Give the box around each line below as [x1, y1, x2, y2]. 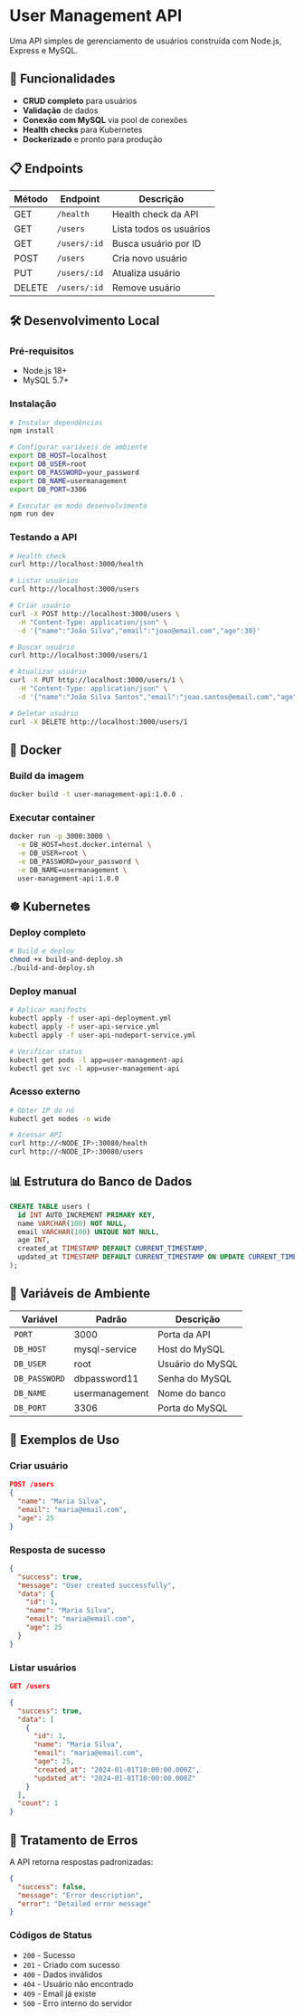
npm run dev [9, 509, 54, 518]
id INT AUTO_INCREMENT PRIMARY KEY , [17, 1210, 156, 1220]
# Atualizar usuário [9, 667, 88, 677]
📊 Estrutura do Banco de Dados [9, 1174, 193, 1189]
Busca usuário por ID [111, 237, 202, 250]
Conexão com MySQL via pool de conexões [22, 114, 188, 125]
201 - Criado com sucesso [22, 1959, 120, 1970]
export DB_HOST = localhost [9, 452, 107, 461]
